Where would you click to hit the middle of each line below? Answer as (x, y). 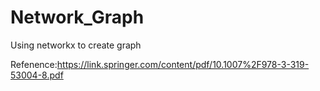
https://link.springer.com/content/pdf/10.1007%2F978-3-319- (183, 64)
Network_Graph (77, 17)
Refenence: (34, 64)
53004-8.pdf (37, 75)
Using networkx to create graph (76, 45)
